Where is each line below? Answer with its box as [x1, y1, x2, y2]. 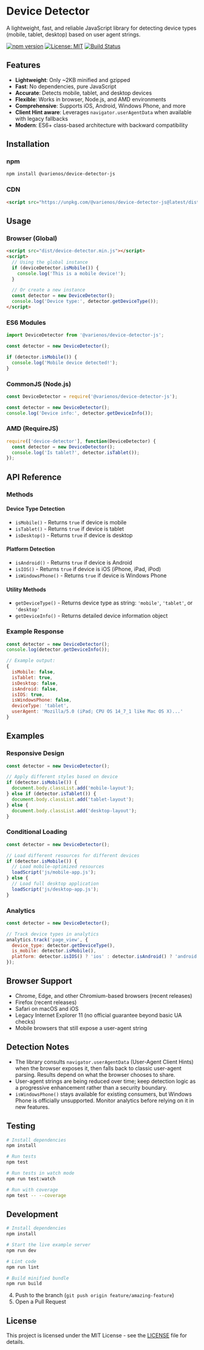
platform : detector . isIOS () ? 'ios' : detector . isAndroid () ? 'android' [12, 954, 200, 960]
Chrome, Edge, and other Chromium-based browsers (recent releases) [15, 992, 192, 999]
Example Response [6, 627, 64, 636]
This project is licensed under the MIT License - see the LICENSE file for [6, 1332, 187, 1339]
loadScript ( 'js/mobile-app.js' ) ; [12, 869, 97, 875]
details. [6, 1338, 25, 1346]
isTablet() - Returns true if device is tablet [15, 525, 124, 532]
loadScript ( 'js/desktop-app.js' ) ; [12, 886, 99, 892]
